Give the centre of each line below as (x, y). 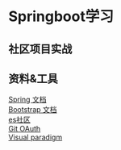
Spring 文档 (27, 100)
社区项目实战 (40, 49)
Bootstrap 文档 (33, 110)
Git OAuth (25, 129)
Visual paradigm (35, 137)
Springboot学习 (61, 17)
